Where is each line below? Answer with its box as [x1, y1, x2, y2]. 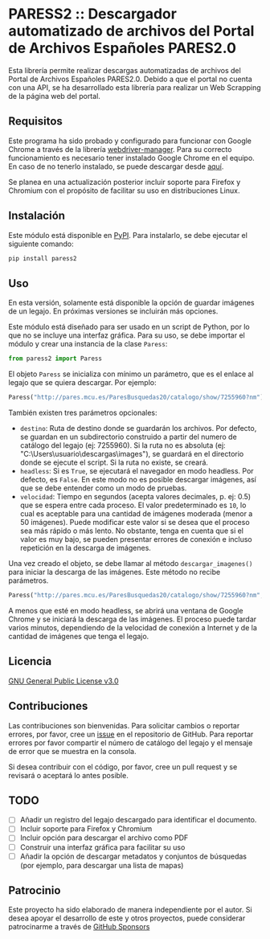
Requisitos [8, 114, 63, 129]
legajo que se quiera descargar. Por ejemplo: [8, 378, 157, 387]
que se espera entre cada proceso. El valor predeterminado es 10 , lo [19, 500, 247, 510]
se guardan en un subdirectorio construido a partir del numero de [19, 432, 237, 441]
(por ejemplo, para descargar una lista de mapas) [19, 860, 184, 870]
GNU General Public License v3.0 [8, 676, 119, 686]
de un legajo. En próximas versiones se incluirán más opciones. [8, 306, 219, 316]
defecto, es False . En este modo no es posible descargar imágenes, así [19, 475, 257, 484]
